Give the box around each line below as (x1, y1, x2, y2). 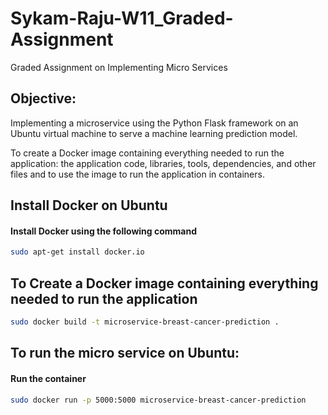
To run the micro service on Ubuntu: (10, 345, 240, 362)
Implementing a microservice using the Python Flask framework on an (10, 117, 299, 129)
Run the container (10, 372, 87, 384)
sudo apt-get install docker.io (10, 247, 145, 257)
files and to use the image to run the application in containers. (10, 168, 265, 180)
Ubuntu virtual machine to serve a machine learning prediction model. (10, 127, 298, 139)
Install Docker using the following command (10, 225, 198, 237)
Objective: (10, 90, 77, 107)
